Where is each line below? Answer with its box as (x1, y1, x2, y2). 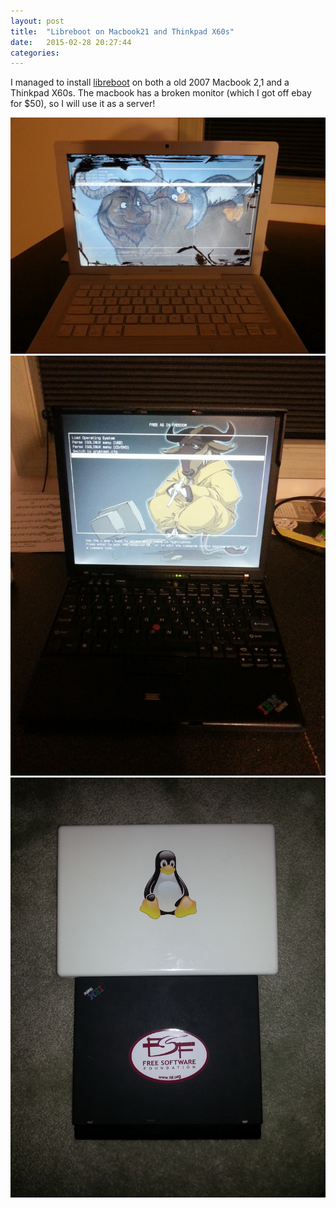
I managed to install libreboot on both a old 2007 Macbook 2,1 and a (10, 76, 290, 89)
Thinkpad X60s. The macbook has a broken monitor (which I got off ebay (10, 87, 312, 99)
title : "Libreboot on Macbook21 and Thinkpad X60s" (10, 26, 235, 37)
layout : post (10, 16, 65, 26)
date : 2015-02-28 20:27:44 (10, 37, 132, 47)
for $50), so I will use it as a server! (10, 98, 156, 110)
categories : (10, 48, 60, 58)
